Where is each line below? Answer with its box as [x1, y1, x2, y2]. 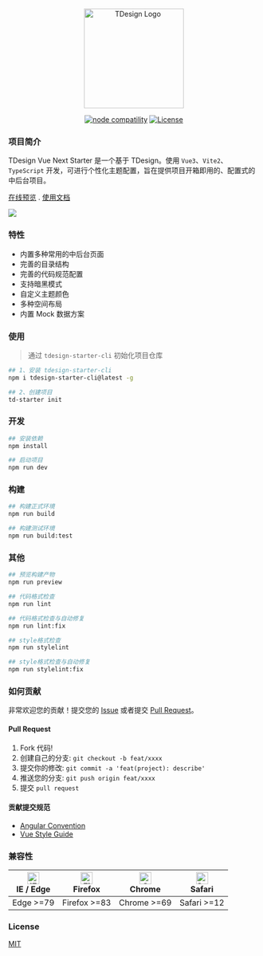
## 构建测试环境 [8, 525, 55, 533]
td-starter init [8, 395, 62, 403]
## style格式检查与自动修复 [8, 658, 91, 667]
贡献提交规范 [8, 803, 50, 812]
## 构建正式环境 [8, 502, 55, 511]
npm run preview [8, 578, 62, 587]
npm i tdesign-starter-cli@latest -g [8, 373, 134, 382]
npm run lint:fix [8, 622, 66, 630]
